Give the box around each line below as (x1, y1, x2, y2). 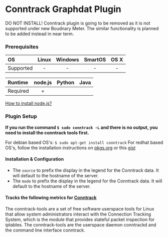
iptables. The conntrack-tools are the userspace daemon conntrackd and (5, 221, 156, 227)
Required (8, 88, 29, 95)
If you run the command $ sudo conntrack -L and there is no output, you (5, 124, 158, 130)
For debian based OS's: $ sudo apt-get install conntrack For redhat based (5, 139, 163, 145)
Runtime (8, 79, 29, 86)
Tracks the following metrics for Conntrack (5, 194, 97, 201)
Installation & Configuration (5, 156, 64, 162)
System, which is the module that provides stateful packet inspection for (5, 216, 155, 222)
